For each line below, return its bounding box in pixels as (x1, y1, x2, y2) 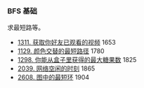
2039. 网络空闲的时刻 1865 (17, 64, 96, 73)
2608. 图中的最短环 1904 (17, 73, 90, 82)
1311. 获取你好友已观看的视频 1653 (17, 38, 116, 47)
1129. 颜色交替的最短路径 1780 (17, 47, 105, 55)
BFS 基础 (7, 6, 37, 15)
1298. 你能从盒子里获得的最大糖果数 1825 (17, 56, 137, 64)
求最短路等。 (7, 23, 44, 32)
